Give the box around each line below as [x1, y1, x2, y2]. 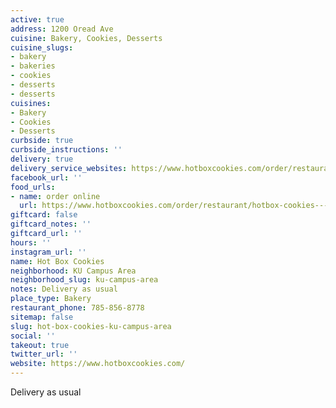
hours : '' [10, 237, 52, 248]
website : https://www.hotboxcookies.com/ [10, 359, 186, 369]
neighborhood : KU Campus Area [10, 266, 137, 276]
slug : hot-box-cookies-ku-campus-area [10, 321, 172, 331]
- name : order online [10, 191, 101, 201]
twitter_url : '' [10, 349, 78, 360]
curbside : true [10, 136, 74, 146]
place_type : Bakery [10, 294, 92, 304]
